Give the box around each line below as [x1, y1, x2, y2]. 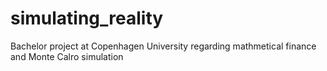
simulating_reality [10, 7, 164, 30]
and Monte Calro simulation [10, 50, 124, 62]
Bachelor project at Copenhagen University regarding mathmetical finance [10, 40, 317, 52]
